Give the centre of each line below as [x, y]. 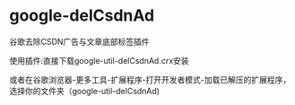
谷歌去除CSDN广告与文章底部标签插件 [79, 41]
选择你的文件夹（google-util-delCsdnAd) [84, 91]
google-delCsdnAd [82, 16]
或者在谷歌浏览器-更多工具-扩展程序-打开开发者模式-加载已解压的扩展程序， [150, 79]
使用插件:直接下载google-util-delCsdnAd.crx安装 [100, 60]
